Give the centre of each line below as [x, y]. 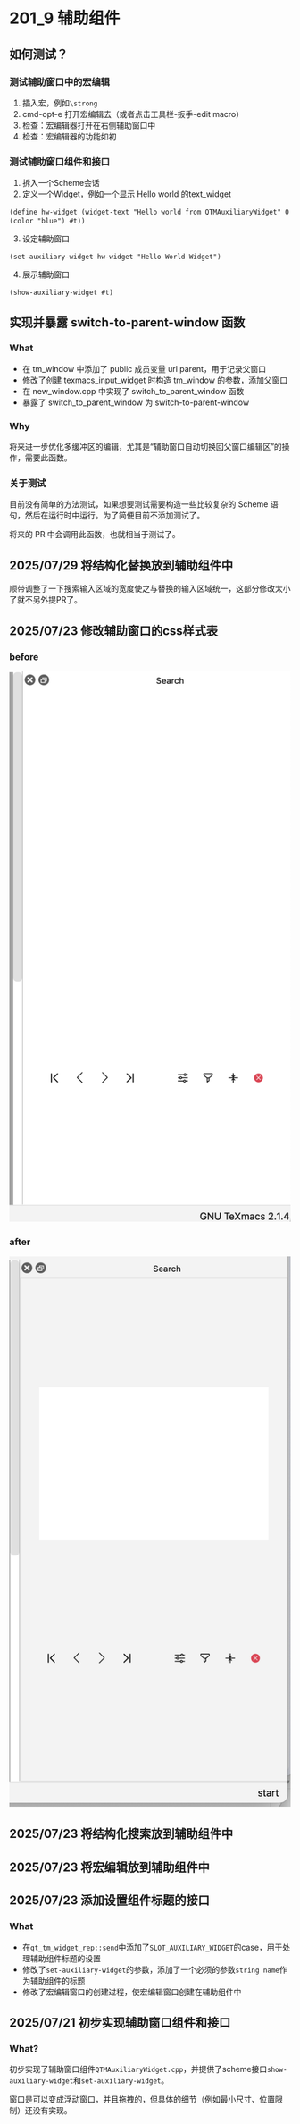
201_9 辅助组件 [65, 18]
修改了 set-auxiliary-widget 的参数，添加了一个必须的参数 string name [150, 1969]
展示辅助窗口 [46, 274]
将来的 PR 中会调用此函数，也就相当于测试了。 [95, 535]
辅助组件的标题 [58, 1980]
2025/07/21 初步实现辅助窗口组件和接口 [120, 2023]
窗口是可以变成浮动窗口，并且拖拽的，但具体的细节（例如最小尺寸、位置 [142, 2099]
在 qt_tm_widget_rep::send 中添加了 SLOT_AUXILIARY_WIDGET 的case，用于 [152, 1947]
